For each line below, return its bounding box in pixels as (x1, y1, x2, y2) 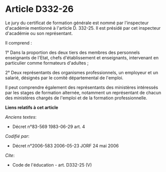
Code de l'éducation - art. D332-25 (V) (12, 162, 92, 168)
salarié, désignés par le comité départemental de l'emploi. (5, 75, 124, 81)
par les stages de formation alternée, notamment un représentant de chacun (5, 89, 162, 95)
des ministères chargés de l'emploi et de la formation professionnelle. (5, 95, 148, 101)
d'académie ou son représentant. (5, 30, 73, 36)
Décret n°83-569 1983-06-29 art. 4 (12, 124, 85, 129)
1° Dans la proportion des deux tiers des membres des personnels (5, 49, 140, 55)
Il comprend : (5, 40, 32, 45)
